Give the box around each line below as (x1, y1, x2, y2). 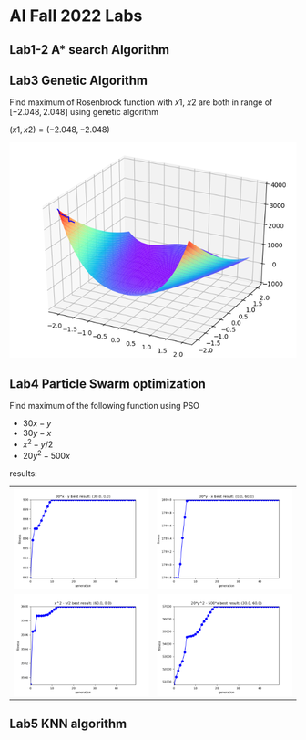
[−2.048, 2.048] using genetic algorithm (9, 107, 159, 118)
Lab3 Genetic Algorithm (9, 72, 148, 88)
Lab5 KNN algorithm (9, 716, 127, 732)
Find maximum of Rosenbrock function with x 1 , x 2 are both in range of (9, 97, 273, 108)
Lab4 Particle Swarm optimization (9, 376, 207, 391)
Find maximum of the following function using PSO (9, 401, 200, 412)
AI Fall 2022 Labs (9, 5, 143, 26)
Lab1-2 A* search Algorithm (9, 42, 170, 57)
